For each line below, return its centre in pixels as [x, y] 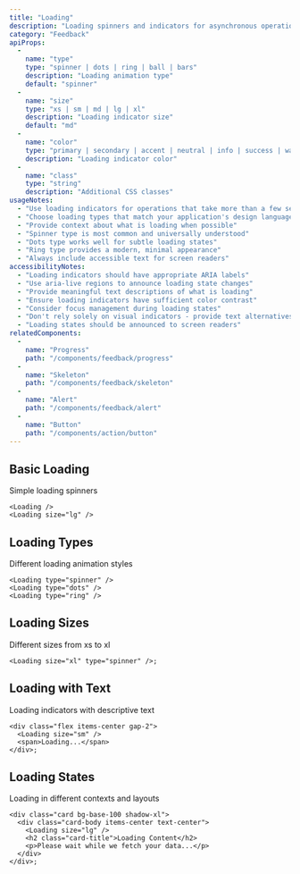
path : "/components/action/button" [92, 433]
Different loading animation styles [71, 563]
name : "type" [50, 59]
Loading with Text [60, 689]
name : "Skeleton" [58, 375]
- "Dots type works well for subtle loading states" [117, 242]
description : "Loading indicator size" [100, 117]
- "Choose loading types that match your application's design [137, 217]
